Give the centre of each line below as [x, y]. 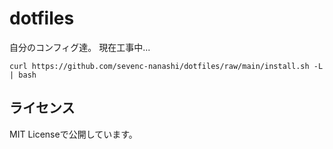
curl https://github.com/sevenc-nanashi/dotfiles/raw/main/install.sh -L [166, 66]
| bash [23, 75]
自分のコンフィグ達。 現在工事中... [80, 47]
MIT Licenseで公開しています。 [73, 134]
